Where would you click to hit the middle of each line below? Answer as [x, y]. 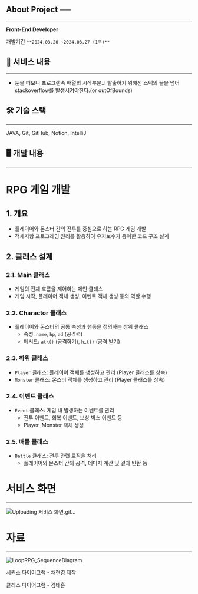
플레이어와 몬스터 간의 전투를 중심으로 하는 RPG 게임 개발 [80, 229]
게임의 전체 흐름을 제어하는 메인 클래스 [59, 289]
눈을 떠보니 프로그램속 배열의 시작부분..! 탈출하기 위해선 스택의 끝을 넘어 [97, 82]
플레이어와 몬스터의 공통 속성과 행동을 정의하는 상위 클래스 [82, 327]
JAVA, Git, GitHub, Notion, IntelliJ [46, 133]
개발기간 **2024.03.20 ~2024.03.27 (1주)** [58, 41]
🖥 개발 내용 [25, 153]
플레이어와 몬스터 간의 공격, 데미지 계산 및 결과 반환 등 [85, 463]
